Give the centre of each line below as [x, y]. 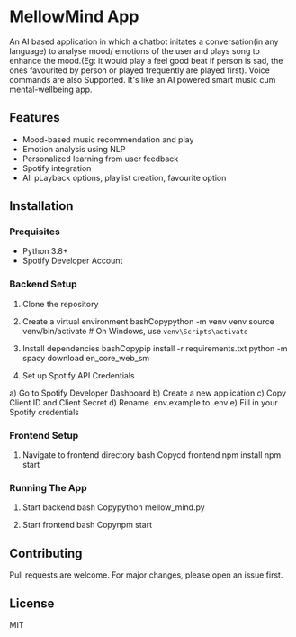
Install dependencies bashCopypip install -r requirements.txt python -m [155, 348]
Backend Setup [44, 284]
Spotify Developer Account [72, 261]
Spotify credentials [44, 412]
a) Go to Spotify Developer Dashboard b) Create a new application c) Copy [148, 393]
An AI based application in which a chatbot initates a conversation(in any [144, 41]
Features [35, 118]
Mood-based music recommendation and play [108, 139]
